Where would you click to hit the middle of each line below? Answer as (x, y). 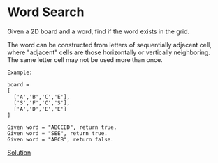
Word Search (46, 12)
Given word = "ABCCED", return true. (62, 127)
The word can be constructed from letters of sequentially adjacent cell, (109, 45)
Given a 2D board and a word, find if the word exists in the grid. (99, 31)
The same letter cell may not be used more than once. (85, 59)
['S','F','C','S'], (42, 103)
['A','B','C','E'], (42, 97)
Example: (20, 72)
